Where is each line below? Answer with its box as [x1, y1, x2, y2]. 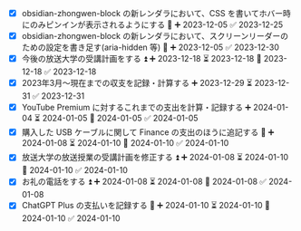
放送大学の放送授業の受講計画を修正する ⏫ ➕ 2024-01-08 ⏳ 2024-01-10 [21, 152, 289, 163]
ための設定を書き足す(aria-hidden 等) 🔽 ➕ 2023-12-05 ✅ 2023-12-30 [21, 42, 280, 53]
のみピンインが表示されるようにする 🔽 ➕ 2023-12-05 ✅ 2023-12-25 [29, 19, 284, 30]
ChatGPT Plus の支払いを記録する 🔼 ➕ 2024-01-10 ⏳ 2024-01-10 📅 [21, 200, 271, 211]
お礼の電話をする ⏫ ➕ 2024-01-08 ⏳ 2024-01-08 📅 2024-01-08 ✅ [21, 176, 267, 188]
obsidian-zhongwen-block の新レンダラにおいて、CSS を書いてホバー [21, 8, 283, 18]
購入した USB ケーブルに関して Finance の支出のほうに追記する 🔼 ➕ [21, 127, 275, 138]
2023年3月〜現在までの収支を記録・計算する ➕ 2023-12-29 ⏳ [21, 78, 253, 89]
